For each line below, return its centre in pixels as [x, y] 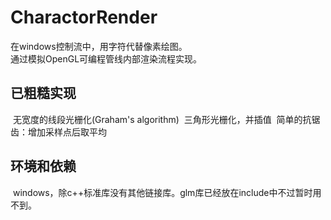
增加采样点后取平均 [67, 132]
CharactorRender [84, 17]
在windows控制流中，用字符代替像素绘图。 [99, 46]
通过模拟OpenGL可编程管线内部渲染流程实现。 [106, 58]
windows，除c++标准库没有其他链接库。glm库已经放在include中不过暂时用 [167, 192]
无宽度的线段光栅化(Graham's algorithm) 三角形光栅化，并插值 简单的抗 [162, 119]
